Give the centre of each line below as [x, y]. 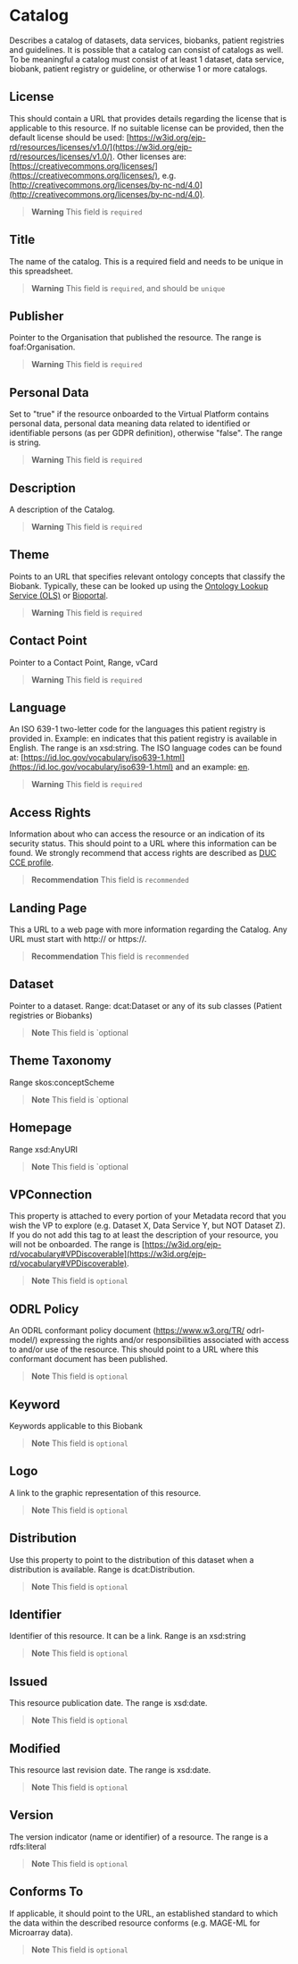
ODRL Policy [44, 1309]
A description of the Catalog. [62, 509]
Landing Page [48, 908]
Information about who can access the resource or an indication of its [137, 834]
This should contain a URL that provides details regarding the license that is [148, 118]
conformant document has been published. [88, 1359]
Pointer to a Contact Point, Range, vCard [84, 662]
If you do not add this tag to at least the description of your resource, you [144, 1235]
